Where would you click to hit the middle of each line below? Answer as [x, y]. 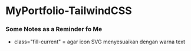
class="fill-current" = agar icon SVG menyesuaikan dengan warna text [100, 42]
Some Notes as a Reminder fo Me [54, 29]
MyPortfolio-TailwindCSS [69, 11]
